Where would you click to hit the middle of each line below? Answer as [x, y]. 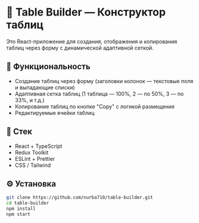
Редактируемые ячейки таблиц [55, 112]
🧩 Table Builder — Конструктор [86, 12]
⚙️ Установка [31, 184]
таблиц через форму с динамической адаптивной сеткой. [80, 48]
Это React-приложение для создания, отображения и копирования [92, 41]
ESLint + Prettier [35, 158]
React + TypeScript [38, 146]
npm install [21, 209]
